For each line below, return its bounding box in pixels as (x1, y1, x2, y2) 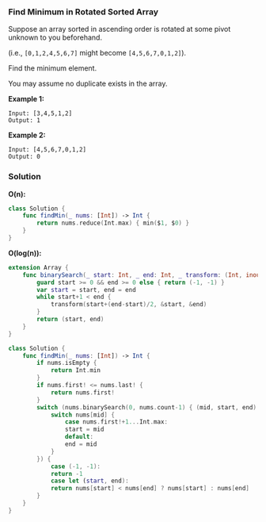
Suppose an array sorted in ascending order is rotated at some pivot (8, 25, 231, 34)
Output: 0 (8, 153, 41, 161)
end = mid (64, 440, 97, 448)
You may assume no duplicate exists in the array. (8, 79, 168, 89)
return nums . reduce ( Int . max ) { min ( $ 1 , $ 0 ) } (36, 219, 190, 228)
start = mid (64, 425, 104, 434)
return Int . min (50, 367, 101, 374)
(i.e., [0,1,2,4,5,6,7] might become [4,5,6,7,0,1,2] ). (8, 48, 187, 58)
